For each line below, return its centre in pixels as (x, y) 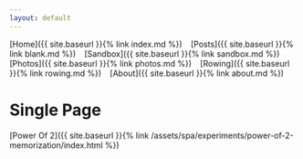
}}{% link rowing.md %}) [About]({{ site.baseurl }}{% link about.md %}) (147, 73)
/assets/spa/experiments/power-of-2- (222, 135)
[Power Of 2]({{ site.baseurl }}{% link (79, 135)
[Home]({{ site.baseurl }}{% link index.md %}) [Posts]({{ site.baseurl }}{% (151, 44)
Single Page (56, 110)
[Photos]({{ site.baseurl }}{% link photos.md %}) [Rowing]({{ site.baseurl (150, 63)
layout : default (40, 18)
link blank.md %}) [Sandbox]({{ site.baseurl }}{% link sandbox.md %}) (145, 53)
